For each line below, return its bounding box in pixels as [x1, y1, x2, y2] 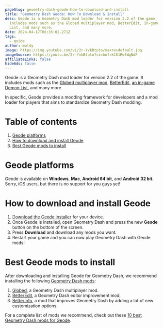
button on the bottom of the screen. [12, 224, 83, 230]
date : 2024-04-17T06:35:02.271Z [5, 30, 70, 34]
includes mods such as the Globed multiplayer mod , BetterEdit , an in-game [5, 80, 155, 85]
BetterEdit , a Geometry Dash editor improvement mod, [12, 292, 121, 298]
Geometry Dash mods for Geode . [5, 317, 71, 323]
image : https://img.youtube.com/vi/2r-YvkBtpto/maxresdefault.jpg [5, 48, 142, 52]
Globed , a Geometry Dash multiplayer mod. [12, 287, 98, 293]
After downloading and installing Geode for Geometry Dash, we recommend [5, 273, 157, 279]
